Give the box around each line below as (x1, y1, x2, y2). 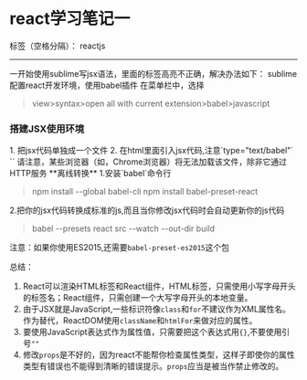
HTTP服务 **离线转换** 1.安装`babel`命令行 (9, 168, 172, 179)
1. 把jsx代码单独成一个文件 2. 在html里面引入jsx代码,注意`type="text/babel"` (9, 145, 294, 156)
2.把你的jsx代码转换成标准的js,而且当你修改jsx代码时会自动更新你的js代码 (9, 205, 285, 216)
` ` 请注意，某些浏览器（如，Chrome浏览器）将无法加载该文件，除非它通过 (9, 156, 288, 167)
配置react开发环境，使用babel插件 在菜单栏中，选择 (9, 79, 205, 90)
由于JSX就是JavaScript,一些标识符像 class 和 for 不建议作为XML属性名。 (22, 303, 291, 315)
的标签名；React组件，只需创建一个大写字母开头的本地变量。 (22, 292, 253, 303)
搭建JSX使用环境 (9, 122, 85, 135)
